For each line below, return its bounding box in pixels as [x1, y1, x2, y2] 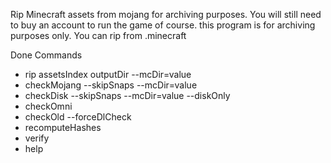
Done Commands [10, 49, 83, 61]
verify [24, 132, 50, 144]
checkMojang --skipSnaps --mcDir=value [24, 79, 198, 91]
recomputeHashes [24, 122, 102, 133]
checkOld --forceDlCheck [24, 111, 132, 123]
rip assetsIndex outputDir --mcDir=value [24, 69, 192, 80]
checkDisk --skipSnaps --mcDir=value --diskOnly [24, 90, 231, 101]
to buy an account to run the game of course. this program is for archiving [10, 19, 316, 31]
